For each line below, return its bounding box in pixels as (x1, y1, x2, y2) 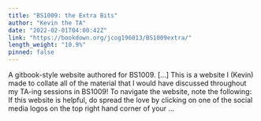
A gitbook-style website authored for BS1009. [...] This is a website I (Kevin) (8, 70, 254, 79)
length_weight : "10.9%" (8, 41, 87, 49)
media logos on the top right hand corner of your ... (8, 104, 175, 113)
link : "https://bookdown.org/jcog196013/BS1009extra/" (8, 33, 192, 42)
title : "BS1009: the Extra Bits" (8, 11, 118, 20)
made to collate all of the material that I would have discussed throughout (8, 78, 247, 88)
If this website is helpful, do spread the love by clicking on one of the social (8, 96, 253, 104)
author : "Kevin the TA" (8, 19, 87, 27)
